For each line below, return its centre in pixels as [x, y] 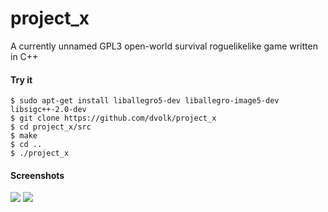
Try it [21, 79]
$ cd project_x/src [51, 127]
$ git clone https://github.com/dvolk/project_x [113, 118]
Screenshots [37, 175]
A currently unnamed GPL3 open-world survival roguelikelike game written [164, 46]
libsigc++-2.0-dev [48, 110]
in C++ [24, 56]
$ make [24, 136]
